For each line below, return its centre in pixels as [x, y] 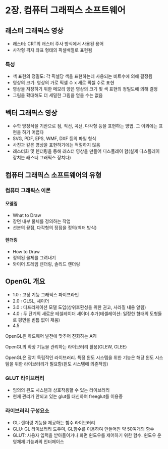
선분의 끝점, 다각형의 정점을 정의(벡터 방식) [54, 228]
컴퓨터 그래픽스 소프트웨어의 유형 [53, 175]
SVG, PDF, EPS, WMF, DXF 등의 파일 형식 [54, 139]
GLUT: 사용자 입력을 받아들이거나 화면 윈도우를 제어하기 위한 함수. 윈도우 [84, 435]
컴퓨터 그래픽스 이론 [28, 191]
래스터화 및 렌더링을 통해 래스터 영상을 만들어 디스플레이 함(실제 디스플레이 [86, 151]
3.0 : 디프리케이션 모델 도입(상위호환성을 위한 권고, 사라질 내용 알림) [79, 307]
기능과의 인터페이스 [45, 442]
